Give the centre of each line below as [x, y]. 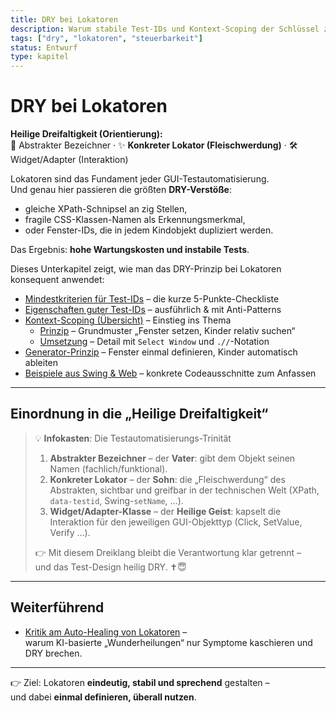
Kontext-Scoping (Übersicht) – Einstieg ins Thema [128, 320]
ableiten [41, 363]
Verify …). [70, 532]
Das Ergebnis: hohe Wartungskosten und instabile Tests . [130, 250]
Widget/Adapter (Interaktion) [69, 160]
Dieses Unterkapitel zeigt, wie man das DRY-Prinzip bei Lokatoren [146, 269]
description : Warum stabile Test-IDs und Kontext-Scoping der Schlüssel [165, 29]
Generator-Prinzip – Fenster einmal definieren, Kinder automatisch [161, 352]
